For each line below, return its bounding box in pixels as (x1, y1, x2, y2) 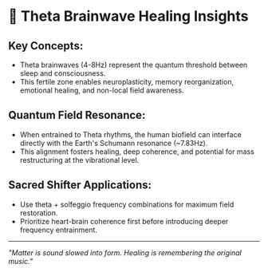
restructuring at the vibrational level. (19, 155, 140, 164)
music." (8, 256, 33, 266)
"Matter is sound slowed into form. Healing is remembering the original (8, 247, 242, 258)
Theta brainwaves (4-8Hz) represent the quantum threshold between (19, 60, 248, 69)
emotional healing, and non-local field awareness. (19, 85, 184, 95)
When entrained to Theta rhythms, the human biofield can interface (19, 129, 242, 139)
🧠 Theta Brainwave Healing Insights (8, 7, 249, 26)
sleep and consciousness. (19, 69, 106, 78)
